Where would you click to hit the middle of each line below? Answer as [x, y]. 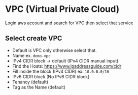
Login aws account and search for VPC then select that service [69, 23]
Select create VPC [34, 38]
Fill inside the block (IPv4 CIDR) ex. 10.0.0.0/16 [61, 71]
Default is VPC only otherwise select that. [54, 50]
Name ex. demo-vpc [31, 55]
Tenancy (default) [30, 82]
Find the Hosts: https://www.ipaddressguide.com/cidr [67, 66]
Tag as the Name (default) [39, 87]
